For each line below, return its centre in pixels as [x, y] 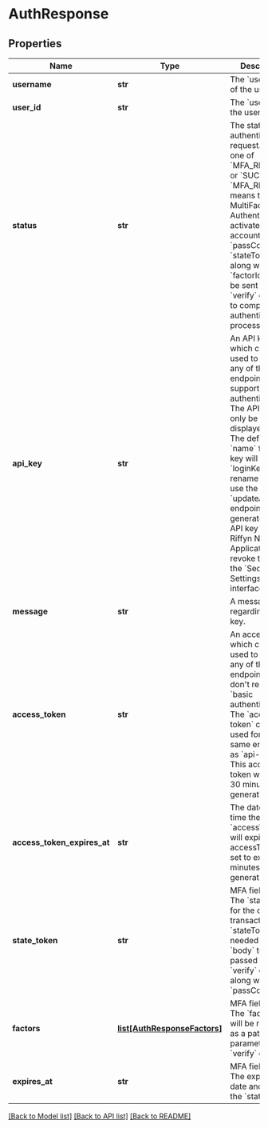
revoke [243, 558]
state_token [35, 940]
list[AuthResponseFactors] [170, 1028]
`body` [242, 950]
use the [244, 488]
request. [246, 145]
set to [240, 857]
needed [244, 940]
